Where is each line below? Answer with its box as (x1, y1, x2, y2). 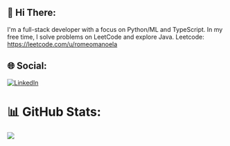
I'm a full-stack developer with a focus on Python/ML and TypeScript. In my (7, 25, 223, 33)
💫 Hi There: (7, 7, 57, 19)
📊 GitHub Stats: (7, 104, 102, 120)
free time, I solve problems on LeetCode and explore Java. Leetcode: (7, 33, 204, 41)
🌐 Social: (7, 60, 47, 72)
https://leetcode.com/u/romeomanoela (7, 39, 118, 48)
